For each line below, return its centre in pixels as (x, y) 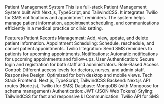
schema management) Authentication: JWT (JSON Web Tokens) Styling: (79, 91)
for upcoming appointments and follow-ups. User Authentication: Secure (80, 59)
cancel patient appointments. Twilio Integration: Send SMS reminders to (79, 49)
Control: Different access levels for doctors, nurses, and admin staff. (75, 70)
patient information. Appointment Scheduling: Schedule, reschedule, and (80, 43)
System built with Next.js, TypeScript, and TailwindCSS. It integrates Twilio (82, 12)
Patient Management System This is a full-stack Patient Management (76, 7)
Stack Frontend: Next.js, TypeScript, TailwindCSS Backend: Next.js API (78, 80)
